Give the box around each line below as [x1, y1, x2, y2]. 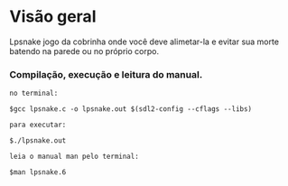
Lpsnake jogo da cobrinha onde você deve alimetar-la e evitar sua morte [9, 36, 280, 47]
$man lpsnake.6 [9, 168, 67, 177]
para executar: [9, 120, 67, 130]
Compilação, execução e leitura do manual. [9, 68, 203, 80]
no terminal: [9, 88, 59, 98]
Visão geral [9, 6, 97, 27]
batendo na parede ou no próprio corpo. [9, 45, 160, 56]
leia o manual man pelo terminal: [9, 152, 140, 162]
